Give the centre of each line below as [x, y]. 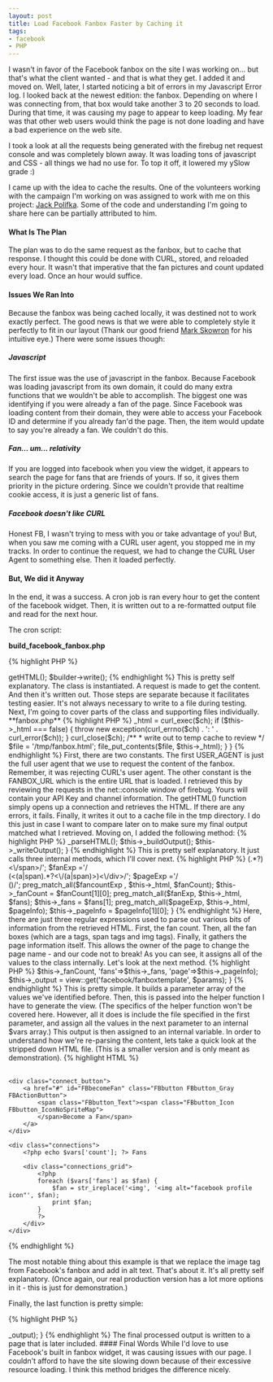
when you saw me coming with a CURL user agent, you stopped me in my [132, 543]
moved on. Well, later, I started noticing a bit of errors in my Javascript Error [135, 87]
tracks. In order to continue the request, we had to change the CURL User [132, 551]
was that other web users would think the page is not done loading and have [136, 121]
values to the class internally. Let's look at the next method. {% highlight [129, 962]
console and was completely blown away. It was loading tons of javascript [132, 155]
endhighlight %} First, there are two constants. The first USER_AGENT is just [136, 754]
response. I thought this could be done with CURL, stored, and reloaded [129, 259]
